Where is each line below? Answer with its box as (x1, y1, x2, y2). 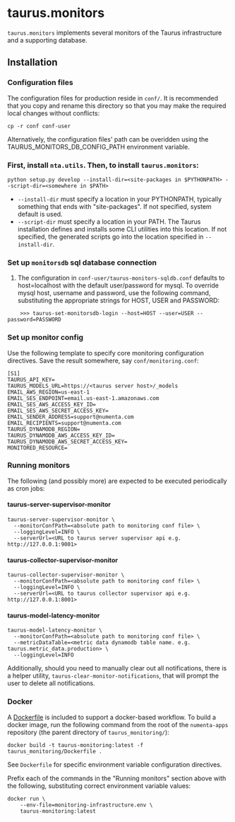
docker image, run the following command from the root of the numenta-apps (7, 720, 229, 729)
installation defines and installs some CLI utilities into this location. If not (17, 224, 227, 233)
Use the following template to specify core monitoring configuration (7, 348, 205, 357)
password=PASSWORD (7, 316, 61, 324)
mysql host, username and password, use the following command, (17, 289, 211, 297)
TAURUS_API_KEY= (7, 376, 55, 383)
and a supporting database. (7, 35, 88, 44)
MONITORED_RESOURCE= (7, 444, 68, 451)
